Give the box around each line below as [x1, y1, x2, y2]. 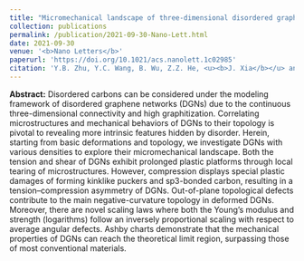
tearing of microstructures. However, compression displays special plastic [9, 165, 285, 177]
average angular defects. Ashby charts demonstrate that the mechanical [9, 223, 280, 234]
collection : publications [9, 22, 107, 31]
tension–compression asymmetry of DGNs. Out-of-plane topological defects [9, 185, 294, 196]
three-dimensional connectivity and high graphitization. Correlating [9, 108, 260, 119]
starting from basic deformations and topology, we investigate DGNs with [9, 137, 283, 148]
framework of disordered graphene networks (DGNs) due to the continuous [9, 98, 291, 109]
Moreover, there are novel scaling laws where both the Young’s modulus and [9, 204, 294, 215]
